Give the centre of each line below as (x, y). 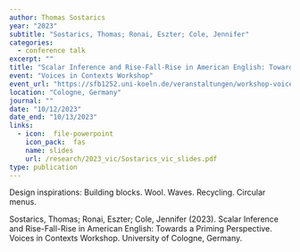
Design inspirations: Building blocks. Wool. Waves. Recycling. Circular (137, 192)
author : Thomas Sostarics (57, 17)
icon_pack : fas (56, 142)
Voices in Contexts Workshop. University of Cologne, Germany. (126, 239)
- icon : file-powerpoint (66, 134)
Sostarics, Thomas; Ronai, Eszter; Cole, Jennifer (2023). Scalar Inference (144, 219)
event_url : (29, 84)
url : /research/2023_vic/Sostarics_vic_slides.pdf (121, 159)
